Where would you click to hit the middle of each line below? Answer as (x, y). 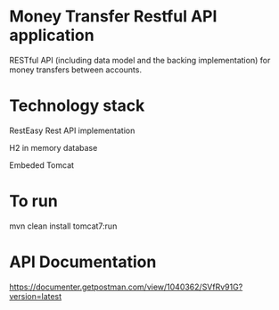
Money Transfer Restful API (113, 17)
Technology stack (77, 106)
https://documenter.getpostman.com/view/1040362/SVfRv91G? (126, 287)
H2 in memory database (53, 147)
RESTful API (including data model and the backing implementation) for (140, 60)
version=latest (36, 296)
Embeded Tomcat (41, 165)
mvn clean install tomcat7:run (63, 226)
